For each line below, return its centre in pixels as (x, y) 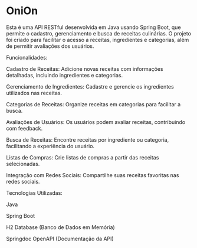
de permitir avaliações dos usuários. (50, 46)
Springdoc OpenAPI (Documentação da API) (60, 239)
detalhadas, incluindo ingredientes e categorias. (65, 75)
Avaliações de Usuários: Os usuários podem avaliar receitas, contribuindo (96, 122)
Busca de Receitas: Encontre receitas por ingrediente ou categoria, (88, 139)
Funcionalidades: (27, 57)
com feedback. (24, 128)
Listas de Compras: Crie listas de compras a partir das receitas (83, 157)
